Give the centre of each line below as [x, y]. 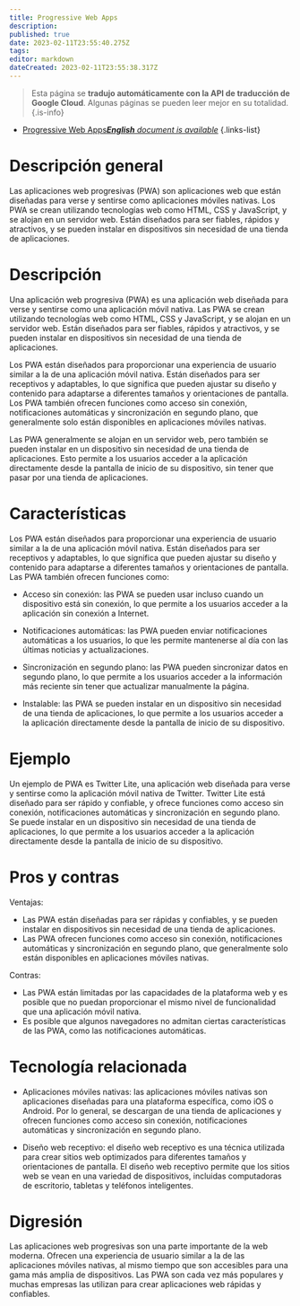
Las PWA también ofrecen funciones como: [90, 576]
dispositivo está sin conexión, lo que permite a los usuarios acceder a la [155, 603]
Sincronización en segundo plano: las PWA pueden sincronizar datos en [155, 667]
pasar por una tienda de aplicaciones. [79, 478]
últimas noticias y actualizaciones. [86, 649]
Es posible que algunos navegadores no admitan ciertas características [154, 1021]
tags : [19, 51]
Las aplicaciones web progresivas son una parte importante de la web [139, 1246]
